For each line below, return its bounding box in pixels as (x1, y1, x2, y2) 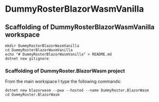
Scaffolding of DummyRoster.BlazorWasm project (5, 67, 125, 74)
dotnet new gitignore (5, 56, 49, 61)
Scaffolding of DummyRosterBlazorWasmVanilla (5, 23, 155, 31)
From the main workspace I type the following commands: (5, 79, 122, 84)
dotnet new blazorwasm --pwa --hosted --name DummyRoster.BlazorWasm (5, 88, 149, 93)
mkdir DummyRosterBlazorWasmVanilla (5, 43, 79, 48)
